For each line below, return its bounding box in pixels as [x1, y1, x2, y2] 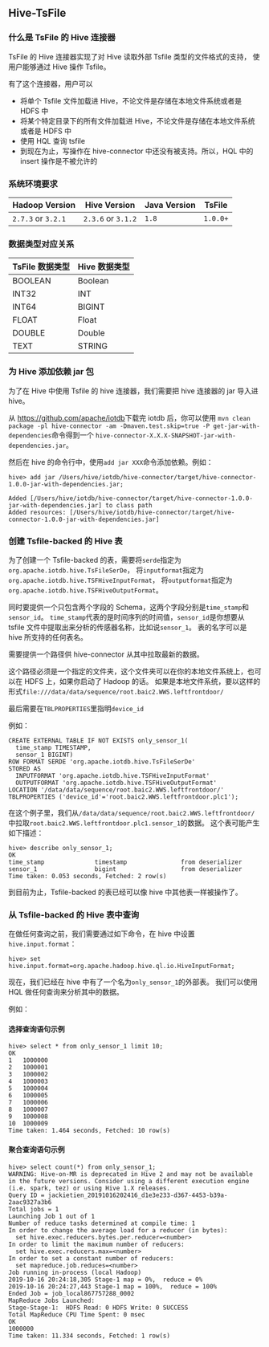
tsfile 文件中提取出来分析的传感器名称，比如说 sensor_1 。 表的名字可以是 [8, 622, 247, 632]
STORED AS [8, 764, 42, 773]
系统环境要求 [8, 178, 59, 189]
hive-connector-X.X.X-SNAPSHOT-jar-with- [95, 431, 237, 440]
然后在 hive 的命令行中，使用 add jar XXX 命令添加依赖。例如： [8, 457, 214, 466]
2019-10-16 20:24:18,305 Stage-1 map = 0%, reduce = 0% [8, 1276, 203, 1284]
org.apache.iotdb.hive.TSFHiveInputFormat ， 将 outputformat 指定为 [8, 575, 233, 584]
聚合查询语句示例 [8, 1144, 65, 1154]
